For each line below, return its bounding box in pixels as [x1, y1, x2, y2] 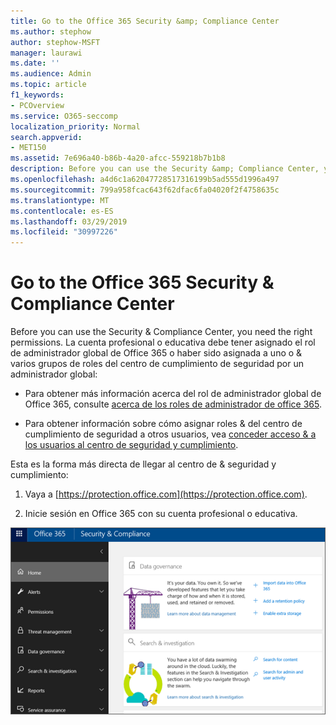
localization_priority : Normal [10, 121, 141, 132]
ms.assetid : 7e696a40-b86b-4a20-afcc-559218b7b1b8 [10, 153, 226, 164]
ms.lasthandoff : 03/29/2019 [10, 216, 128, 227]
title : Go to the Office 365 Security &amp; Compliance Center [10, 16, 280, 26]
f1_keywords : [10, 90, 65, 100]
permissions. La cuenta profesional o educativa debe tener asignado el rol [10, 336, 316, 349]
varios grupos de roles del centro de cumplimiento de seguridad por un [10, 358, 305, 370]
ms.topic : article [10, 80, 87, 90]
